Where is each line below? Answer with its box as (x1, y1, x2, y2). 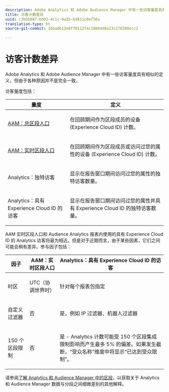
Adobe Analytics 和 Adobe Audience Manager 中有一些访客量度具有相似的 (5, 71, 159, 77)
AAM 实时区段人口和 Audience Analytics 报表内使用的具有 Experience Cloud (5, 231, 163, 237)
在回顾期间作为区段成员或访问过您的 (69, 143, 156, 150)
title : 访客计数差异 (5, 12, 44, 17)
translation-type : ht (5, 21, 51, 27)
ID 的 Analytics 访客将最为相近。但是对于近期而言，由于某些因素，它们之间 (5, 237, 160, 244)
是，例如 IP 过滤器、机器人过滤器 (59, 310, 138, 317)
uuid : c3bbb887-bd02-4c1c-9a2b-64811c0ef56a (5, 17, 100, 22)
